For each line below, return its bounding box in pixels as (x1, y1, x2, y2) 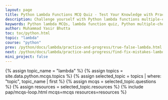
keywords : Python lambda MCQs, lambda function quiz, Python (5, 21, 135, 27)
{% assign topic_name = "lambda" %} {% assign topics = (5, 68, 123, 74)
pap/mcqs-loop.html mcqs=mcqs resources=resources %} (5, 89, 127, 95)
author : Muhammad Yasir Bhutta (5, 26, 70, 31)
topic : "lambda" (5, 36, 39, 41)
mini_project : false (5, 54, 48, 59)
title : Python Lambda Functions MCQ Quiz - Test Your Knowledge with (5, 12, 153, 17)
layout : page (5, 7, 32, 13)
